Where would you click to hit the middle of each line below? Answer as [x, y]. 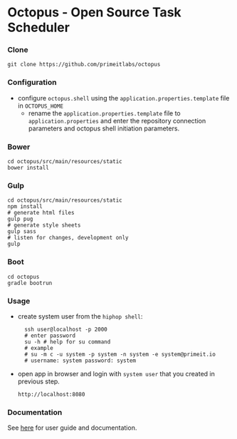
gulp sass [22, 232]
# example [39, 348]
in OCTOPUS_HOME [41, 105]
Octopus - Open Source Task [94, 12]
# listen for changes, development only [68, 238]
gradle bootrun [30, 283]
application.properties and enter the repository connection [117, 120]
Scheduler [38, 27]
